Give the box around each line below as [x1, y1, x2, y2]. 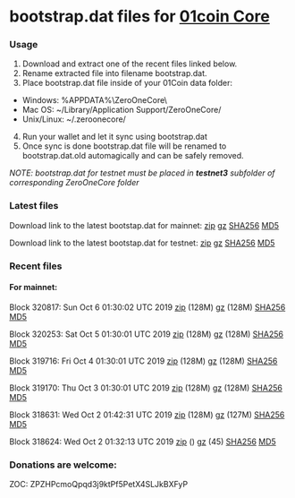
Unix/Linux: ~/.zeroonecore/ [21, 114, 127, 124]
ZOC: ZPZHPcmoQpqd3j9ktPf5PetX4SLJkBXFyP [9, 479, 189, 490]
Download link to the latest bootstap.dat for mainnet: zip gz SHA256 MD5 [9, 219, 280, 230]
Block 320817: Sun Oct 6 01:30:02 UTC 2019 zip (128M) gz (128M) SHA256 [9, 302, 286, 313]
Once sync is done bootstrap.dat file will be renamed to [21, 141, 227, 151]
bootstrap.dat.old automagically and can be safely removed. [21, 150, 244, 161]
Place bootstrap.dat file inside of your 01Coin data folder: [21, 78, 232, 89]
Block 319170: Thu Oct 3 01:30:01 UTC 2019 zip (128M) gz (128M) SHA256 [9, 382, 283, 393]
